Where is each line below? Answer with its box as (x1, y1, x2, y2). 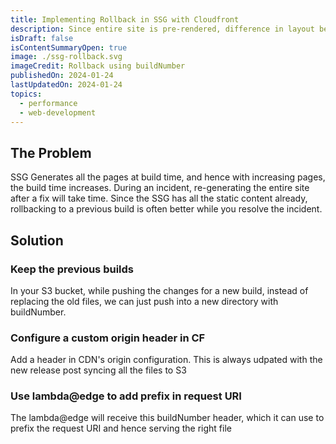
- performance (19, 98, 78, 108)
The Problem (10, 144, 92, 161)
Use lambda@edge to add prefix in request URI (10, 389, 242, 403)
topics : (10, 89, 43, 99)
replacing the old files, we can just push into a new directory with (10, 295, 279, 307)
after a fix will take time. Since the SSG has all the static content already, (10, 192, 308, 205)
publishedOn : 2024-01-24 (10, 71, 114, 81)
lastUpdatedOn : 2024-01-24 (10, 80, 123, 90)
